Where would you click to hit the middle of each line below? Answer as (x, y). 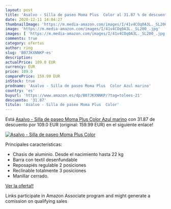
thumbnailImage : (22, 24)
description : (19, 57)
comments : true (21, 39)
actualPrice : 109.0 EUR (31, 62)
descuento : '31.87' (26, 100)
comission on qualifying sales (36, 201)
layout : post (19, 10)
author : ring (19, 48)
